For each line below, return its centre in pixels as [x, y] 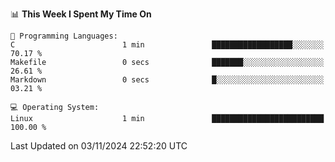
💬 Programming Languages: [64, 36]
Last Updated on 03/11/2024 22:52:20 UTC [99, 146]
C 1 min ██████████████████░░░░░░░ [167, 45]
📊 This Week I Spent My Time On [81, 14]
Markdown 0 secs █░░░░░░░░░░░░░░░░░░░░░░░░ [167, 80]
